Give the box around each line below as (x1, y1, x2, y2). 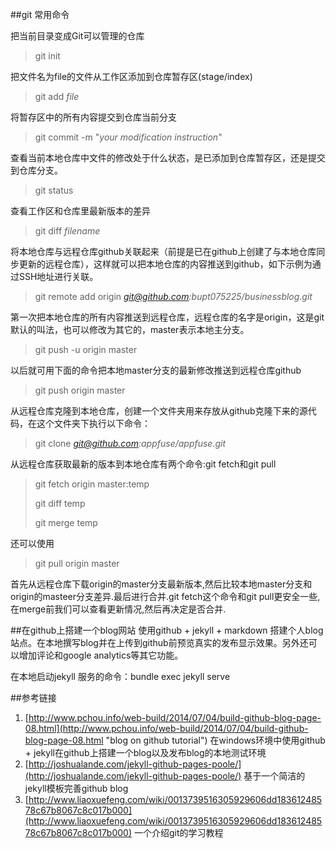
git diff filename (34, 225, 101, 237)
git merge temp (34, 517, 98, 528)
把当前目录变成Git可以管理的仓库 (10, 30, 145, 42)
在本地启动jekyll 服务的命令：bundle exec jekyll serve (10, 671, 231, 682)
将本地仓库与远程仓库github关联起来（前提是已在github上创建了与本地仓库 (10, 246, 317, 257)
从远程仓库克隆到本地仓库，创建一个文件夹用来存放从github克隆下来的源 (10, 405, 308, 417)
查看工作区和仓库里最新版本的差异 (10, 205, 151, 217)
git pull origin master (34, 558, 120, 569)
